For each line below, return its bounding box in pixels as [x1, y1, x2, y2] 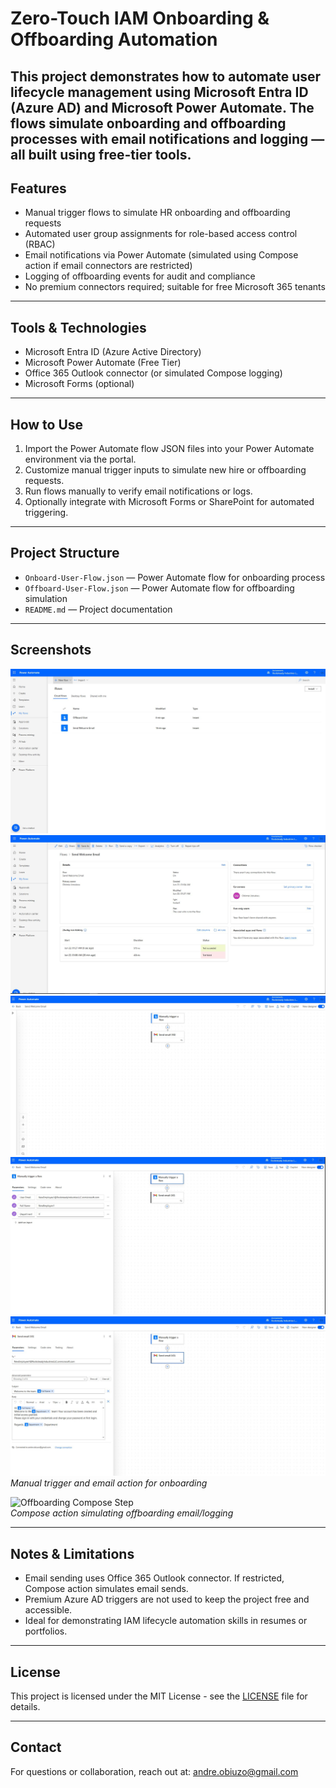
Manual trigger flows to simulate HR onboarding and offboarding [24, 207, 291, 219]
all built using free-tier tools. [10, 146, 192, 163]
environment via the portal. [24, 453, 137, 466]
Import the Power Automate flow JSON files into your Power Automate [24, 443, 315, 455]
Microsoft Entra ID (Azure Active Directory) [24, 346, 202, 358]
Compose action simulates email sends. [24, 1583, 189, 1595]
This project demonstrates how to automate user [10, 68, 322, 85]
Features [10, 180, 67, 197]
